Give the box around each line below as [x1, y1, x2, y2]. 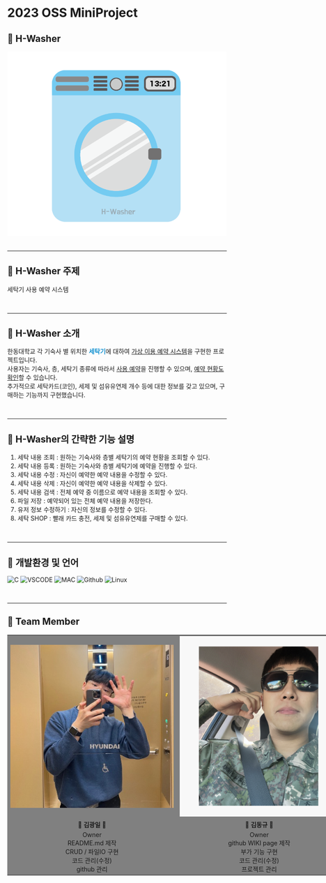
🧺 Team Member [7, 616, 80, 628]
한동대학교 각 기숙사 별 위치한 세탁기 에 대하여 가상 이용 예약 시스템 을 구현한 [7, 347, 212, 356]
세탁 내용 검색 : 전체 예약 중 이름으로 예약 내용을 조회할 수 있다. [17, 488, 188, 497]
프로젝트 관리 [241, 865, 277, 873]
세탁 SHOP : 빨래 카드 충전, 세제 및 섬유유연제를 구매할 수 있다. [17, 514, 188, 522]
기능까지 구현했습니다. [25, 391, 86, 399]
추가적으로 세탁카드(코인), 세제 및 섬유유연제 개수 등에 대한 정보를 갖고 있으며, [7, 382, 218, 391]
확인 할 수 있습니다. [7, 373, 58, 382]
